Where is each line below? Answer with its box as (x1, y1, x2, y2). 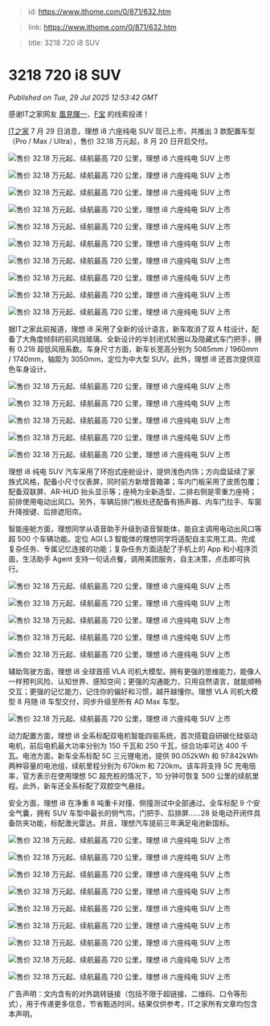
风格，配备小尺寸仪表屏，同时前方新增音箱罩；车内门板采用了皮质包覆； (22, 476, 262, 486)
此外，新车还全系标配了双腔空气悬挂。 (22, 781, 149, 791)
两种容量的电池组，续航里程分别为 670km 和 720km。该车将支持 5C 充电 (8, 761, 249, 771)
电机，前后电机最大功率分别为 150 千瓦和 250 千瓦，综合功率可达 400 (8, 741, 239, 750)
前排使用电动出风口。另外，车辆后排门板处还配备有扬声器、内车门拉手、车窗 (8, 497, 262, 506)
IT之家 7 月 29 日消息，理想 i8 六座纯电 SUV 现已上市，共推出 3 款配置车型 (8, 126, 256, 136)
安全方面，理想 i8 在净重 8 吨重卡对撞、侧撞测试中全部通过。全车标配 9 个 (8, 798, 254, 807)
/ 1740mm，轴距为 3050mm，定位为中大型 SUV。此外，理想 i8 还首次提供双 (8, 354, 261, 364)
